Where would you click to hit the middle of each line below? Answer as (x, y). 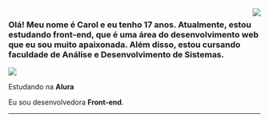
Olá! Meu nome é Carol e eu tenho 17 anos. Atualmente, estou (130, 25)
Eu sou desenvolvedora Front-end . (66, 102)
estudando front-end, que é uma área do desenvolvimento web (133, 34)
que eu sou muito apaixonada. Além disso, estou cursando (124, 45)
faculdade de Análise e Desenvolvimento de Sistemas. (116, 54)
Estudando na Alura (41, 87)
